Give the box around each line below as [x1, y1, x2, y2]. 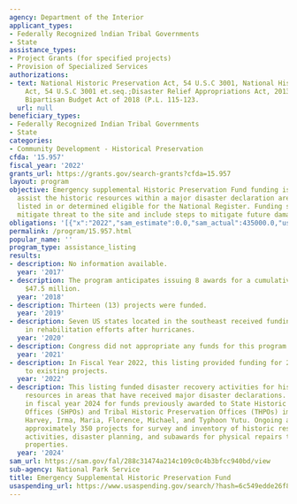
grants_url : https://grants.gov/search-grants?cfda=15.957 [9, 169, 232, 178]
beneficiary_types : [9, 111, 81, 120]
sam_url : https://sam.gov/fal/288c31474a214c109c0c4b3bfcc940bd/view [9, 457, 271, 466]
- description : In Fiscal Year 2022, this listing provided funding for [9, 358, 283, 367]
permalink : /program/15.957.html [9, 226, 133, 235]
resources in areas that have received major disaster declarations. [25, 391, 287, 401]
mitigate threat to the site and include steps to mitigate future [17, 210, 271, 219]
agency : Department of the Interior [9, 12, 144, 22]
